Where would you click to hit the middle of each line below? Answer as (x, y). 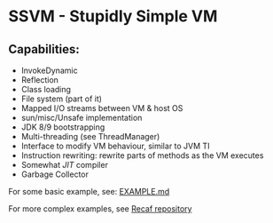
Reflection (40, 80)
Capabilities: (44, 49)
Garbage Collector (55, 174)
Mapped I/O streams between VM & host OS (102, 108)
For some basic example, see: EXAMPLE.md (89, 191)
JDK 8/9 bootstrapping (63, 127)
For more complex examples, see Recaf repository (100, 209)
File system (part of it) (62, 99)
